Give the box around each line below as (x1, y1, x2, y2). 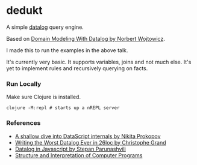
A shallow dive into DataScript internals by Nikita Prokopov (14, 133, 161, 140)
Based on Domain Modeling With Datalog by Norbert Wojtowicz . (6, 35, 166, 42)
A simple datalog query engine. (6, 23, 84, 31)
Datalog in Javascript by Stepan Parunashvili (14, 145, 127, 152)
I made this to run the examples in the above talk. (6, 46, 128, 54)
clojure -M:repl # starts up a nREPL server (6, 105, 120, 111)
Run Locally (6, 79, 42, 88)
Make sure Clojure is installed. (6, 94, 81, 101)
